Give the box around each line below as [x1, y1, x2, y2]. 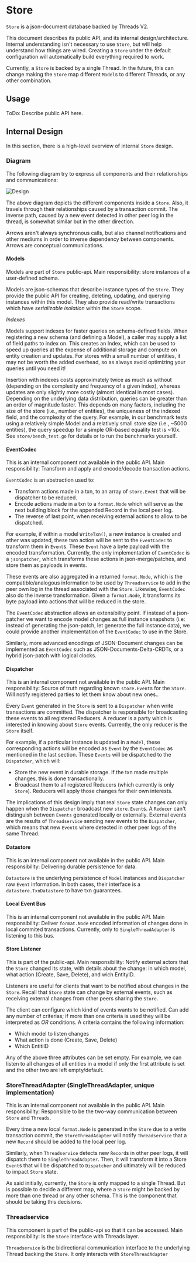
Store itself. [6, 727, 34, 734]
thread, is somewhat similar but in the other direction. [6, 218, 135, 225]
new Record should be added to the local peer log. [6, 1138, 127, 1146]
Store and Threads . [6, 1114, 51, 1121]
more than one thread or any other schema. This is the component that [6, 1192, 177, 1199]
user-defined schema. [6, 274, 60, 282]
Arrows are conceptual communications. [6, 241, 104, 248]
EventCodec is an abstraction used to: [6, 476, 95, 483]
